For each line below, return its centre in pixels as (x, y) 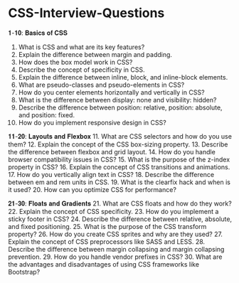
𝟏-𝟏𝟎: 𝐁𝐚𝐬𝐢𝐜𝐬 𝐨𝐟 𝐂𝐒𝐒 (38, 33)
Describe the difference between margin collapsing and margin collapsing (116, 249)
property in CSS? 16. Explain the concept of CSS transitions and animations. (119, 167)
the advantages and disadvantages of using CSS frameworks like (104, 264)
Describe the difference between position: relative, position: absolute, (120, 107)
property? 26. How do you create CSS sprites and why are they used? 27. (116, 234)
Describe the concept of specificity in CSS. (81, 70)
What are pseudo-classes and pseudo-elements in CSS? (101, 85)
